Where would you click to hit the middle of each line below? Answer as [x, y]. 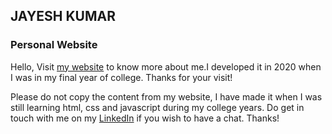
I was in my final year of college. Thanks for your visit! [121, 77]
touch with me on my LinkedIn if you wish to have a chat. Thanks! [145, 118]
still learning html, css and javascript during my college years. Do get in [157, 107]
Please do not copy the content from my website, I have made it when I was [166, 96]
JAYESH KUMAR [63, 16]
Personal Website [54, 45]
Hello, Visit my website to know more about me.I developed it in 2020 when [166, 66]
